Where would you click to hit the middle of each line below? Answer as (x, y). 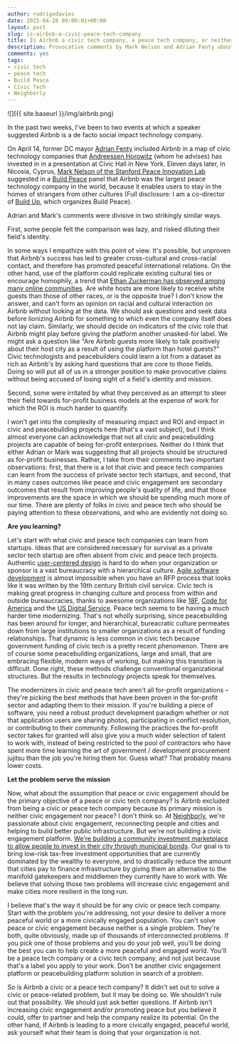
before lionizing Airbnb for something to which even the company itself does (119, 319)
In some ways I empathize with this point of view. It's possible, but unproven (119, 251)
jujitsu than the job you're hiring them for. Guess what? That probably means (119, 758)
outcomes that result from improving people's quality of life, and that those (117, 490)
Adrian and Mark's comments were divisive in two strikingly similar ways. (115, 216)
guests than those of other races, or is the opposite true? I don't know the (115, 296)
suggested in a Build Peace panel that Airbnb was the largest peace (107, 179)
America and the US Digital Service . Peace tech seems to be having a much (118, 608)
